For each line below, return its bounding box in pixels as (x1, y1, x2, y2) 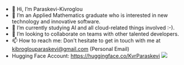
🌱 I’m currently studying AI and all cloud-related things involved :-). (11, 24, 175, 31)
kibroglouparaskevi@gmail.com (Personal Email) (11, 46, 130, 52)
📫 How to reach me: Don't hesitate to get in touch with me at (11, 37, 161, 44)
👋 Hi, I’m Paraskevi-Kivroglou (11, 6, 83, 12)
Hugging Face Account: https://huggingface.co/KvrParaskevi (11, 53, 160, 59)
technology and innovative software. (11, 18, 101, 25)
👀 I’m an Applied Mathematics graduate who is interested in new (11, 12, 168, 19)
